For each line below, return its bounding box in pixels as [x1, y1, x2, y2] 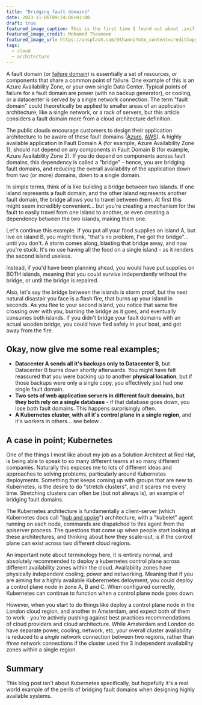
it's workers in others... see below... [14, 418, 103, 425]
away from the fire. [6, 326, 54, 334]
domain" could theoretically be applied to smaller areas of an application [6, 102, 186, 109]
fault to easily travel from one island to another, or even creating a [6, 208, 170, 216]
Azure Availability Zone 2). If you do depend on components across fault [6, 152, 186, 160]
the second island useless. [6, 252, 72, 259]
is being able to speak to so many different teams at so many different [6, 458, 179, 465]
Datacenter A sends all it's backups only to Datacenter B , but [14, 360, 170, 367]
